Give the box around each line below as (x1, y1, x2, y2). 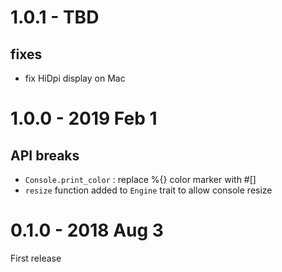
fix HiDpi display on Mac (24, 72, 126, 84)
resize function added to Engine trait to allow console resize (24, 184, 273, 196)
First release (10, 252, 62, 264)
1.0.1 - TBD (10, 6, 100, 29)
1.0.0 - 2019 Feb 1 (10, 107, 158, 130)
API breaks (10, 147, 80, 164)
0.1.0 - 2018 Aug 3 (10, 219, 164, 242)
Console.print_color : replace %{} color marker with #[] (24, 174, 257, 185)
